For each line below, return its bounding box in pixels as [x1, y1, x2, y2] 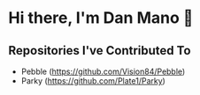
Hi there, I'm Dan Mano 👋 [8, 8, 194, 28]
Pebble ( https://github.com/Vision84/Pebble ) [20, 66, 186, 77]
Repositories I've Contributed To [8, 43, 191, 58]
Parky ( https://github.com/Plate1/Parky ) [20, 76, 165, 86]
